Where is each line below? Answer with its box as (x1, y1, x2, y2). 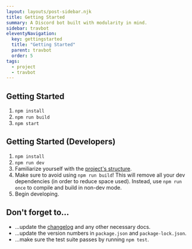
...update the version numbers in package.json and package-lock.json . (14, 229, 187, 237)
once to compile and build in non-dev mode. (14, 184, 122, 191)
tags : (6, 58, 20, 64)
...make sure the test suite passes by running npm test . (14, 235, 149, 243)
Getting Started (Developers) (6, 137, 116, 147)
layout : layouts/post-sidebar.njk (6, 8, 92, 15)
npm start (14, 121, 40, 127)
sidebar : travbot (6, 25, 49, 31)
